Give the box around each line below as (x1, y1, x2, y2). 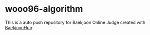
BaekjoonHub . (5, 24, 34, 30)
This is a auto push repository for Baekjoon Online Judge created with (5, 19, 146, 25)
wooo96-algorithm (5, 3, 83, 15)
